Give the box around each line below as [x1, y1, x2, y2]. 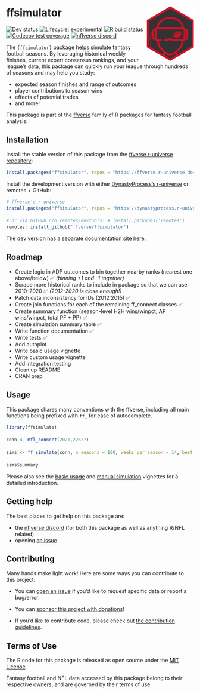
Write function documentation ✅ [14, 327, 94, 334]
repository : [6, 157, 33, 164]
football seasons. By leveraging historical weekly [6, 50, 126, 57]
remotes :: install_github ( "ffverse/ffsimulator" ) [6, 224, 129, 230]
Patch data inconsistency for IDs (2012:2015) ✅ [14, 294, 131, 301]
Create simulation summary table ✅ [14, 320, 102, 328]
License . [6, 663, 27, 670]
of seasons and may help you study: [6, 69, 95, 76]
